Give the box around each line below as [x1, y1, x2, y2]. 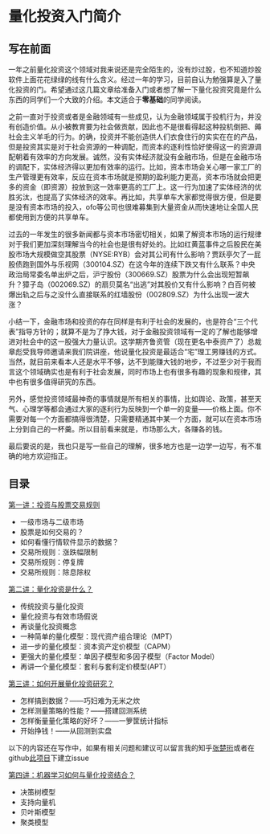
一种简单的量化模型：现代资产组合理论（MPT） [19, 632, 177, 641]
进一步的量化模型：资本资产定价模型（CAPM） [19, 641, 175, 651]
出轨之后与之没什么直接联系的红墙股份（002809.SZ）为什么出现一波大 [14, 290, 250, 299]
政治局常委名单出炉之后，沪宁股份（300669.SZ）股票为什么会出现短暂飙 [8, 270, 250, 279]
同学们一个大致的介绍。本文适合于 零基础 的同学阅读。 [29, 95, 206, 104]
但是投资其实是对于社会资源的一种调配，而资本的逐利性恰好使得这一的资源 [8, 142, 255, 151]
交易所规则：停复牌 [19, 557, 84, 566]
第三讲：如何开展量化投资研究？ [8, 678, 114, 688]
